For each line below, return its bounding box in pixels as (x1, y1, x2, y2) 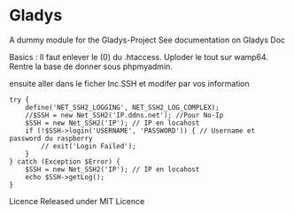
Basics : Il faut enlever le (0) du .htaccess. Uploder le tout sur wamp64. (9, 51, 268, 62)
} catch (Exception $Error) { (9, 157, 121, 166)
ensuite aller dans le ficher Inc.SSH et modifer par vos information (9, 78, 250, 88)
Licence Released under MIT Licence (9, 195, 145, 206)
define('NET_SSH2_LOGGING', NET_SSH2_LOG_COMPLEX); (25, 103, 220, 111)
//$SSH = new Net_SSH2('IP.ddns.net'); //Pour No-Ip (25, 111, 224, 119)
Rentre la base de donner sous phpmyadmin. (9, 61, 173, 72)
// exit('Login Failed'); (41, 141, 137, 150)
